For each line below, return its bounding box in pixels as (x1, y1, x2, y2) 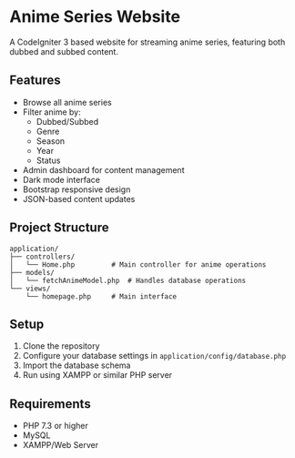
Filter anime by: (22, 107, 81, 117)
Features (9, 73, 61, 88)
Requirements (9, 396, 91, 412)
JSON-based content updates (22, 193, 136, 204)
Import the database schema (22, 360, 131, 371)
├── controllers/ (9, 252, 76, 261)
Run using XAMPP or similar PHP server (22, 370, 173, 381)
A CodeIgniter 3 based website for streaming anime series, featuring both (9, 36, 286, 47)
